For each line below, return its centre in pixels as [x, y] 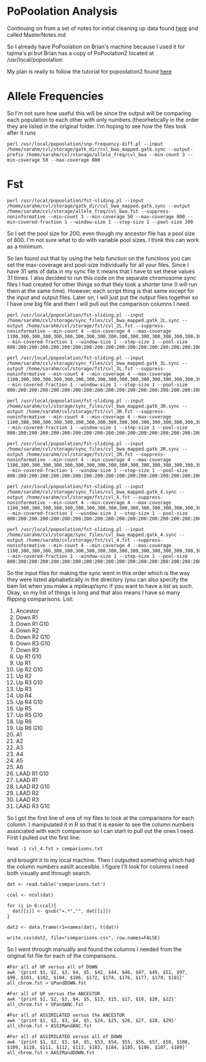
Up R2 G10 [29, 669]
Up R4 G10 [29, 702]
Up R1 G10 [29, 656]
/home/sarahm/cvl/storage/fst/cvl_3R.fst [79, 412]
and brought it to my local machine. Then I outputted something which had [101, 860]
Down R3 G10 [33, 643]
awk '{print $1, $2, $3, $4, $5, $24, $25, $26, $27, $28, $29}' [92, 1020]
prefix [15, 154]
